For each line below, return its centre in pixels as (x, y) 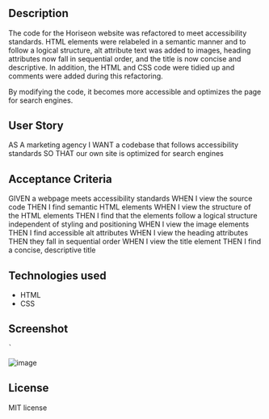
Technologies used (57, 275)
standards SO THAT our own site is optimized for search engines (116, 154)
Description (38, 13)
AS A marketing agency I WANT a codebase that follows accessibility (124, 145)
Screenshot (38, 329)
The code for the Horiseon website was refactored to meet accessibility (128, 33)
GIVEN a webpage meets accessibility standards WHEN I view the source (130, 199)
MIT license (28, 408)
